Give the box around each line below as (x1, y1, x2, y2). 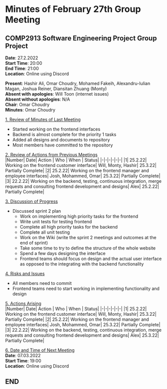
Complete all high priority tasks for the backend (19, 224, 118, 230)
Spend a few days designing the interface (19, 251, 106, 256)
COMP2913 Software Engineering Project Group (5, 34, 157, 42)
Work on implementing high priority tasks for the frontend (19, 213, 139, 219)
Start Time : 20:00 (5, 60, 42, 66)
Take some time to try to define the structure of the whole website (19, 245, 156, 251)
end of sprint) (19, 240, 48, 246)
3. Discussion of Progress (5, 198, 58, 204)
